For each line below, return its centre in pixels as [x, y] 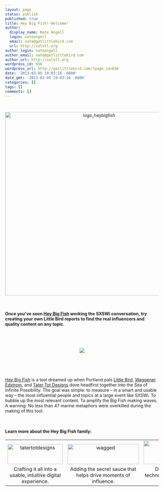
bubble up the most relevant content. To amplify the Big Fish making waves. [81, 400]
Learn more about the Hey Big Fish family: [48, 431]
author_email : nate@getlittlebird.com [44, 55]
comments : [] [18, 91]
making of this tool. [24, 411]
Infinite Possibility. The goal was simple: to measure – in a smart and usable [81, 390]
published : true [21, 19]
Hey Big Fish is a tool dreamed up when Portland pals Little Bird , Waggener [81, 379]
